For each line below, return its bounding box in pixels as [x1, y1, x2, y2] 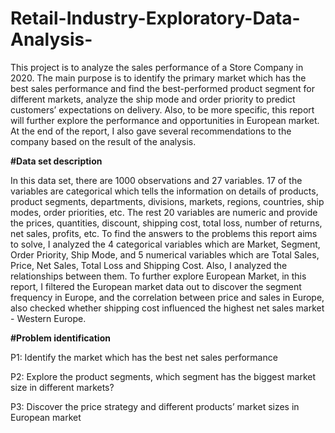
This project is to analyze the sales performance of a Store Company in [10, 61, 304, 73]
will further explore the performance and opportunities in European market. [10, 114, 320, 126]
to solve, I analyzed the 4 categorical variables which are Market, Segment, [10, 238, 321, 250]
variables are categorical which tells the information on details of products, [10, 185, 319, 197]
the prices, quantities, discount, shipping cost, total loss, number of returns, [10, 217, 323, 229]
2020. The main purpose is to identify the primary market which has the [10, 72, 307, 84]
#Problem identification [10, 332, 111, 344]
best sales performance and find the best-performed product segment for [10, 82, 315, 94]
